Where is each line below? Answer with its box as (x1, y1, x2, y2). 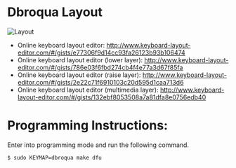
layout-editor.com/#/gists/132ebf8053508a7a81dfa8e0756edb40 (17, 92, 206, 101)
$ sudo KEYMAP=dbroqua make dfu (7, 154, 102, 161)
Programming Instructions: (7, 118, 169, 134)
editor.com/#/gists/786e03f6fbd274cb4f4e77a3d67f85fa (17, 63, 183, 71)
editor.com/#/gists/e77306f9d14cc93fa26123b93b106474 (17, 48, 186, 57)
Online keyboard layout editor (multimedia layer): (17, 85, 159, 94)
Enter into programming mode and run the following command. (7, 141, 190, 149)
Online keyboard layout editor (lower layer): (17, 55, 143, 64)
